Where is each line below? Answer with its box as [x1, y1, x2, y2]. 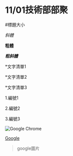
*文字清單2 [5, 74, 27, 80]
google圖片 [17, 145, 40, 151]
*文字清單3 [5, 84, 27, 90]
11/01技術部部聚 [5, 4, 68, 16]
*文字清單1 [5, 63, 26, 69]
